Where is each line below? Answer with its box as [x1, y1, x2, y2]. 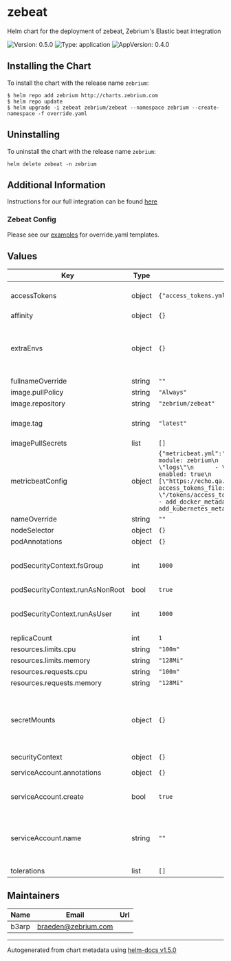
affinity [10, 311, 33, 321]
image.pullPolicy [10, 388, 64, 397]
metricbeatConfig [10, 477, 67, 486]
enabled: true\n [158, 470, 212, 478]
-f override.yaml [37, 110, 88, 117]
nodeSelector [10, 526, 54, 535]
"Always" [158, 388, 187, 397]
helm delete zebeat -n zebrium [7, 160, 97, 168]
